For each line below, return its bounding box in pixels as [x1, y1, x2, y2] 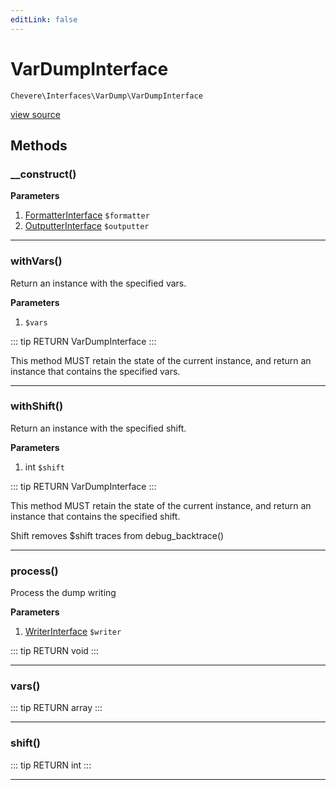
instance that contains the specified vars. [10, 365, 181, 377]
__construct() [10, 167, 77, 181]
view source [10, 108, 61, 120]
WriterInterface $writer [24, 626, 122, 638]
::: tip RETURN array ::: [10, 702, 103, 714]
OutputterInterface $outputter [24, 220, 150, 232]
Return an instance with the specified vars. [10, 277, 187, 289]
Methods [10, 137, 68, 154]
